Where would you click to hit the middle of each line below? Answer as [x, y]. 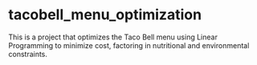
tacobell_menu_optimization [105, 15]
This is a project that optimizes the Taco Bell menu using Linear [113, 37]
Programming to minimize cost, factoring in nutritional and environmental [129, 45]
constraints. [28, 54]
